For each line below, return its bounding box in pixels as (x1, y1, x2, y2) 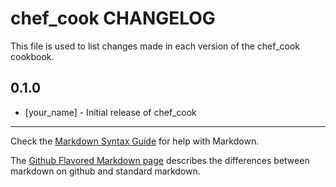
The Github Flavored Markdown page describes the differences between (10, 154, 310, 166)
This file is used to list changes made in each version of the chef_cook (10, 40, 301, 52)
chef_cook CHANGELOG (10, 7, 216, 30)
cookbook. (10, 50, 55, 62)
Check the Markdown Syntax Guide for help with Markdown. (10, 135, 260, 147)
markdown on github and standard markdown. (10, 165, 201, 177)
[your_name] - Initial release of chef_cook (24, 106, 197, 118)
